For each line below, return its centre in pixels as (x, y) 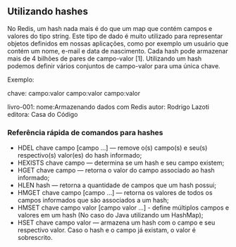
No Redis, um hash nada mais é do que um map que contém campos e (110, 28)
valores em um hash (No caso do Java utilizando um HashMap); (110, 215)
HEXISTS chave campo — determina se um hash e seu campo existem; (121, 163)
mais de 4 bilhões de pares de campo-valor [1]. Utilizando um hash (105, 58)
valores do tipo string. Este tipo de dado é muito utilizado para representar (115, 36)
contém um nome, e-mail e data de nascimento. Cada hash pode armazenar (118, 51)
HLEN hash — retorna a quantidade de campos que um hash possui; (117, 185)
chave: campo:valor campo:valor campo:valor (74, 93)
